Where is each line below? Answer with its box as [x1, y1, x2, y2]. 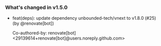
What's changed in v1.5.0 [5, 4, 68, 11]
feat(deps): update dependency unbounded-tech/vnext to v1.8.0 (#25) [12, 15, 157, 21]
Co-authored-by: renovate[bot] [12, 30, 76, 36]
